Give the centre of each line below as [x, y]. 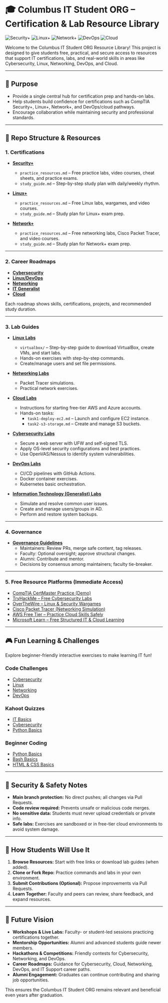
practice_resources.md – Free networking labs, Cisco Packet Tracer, [90, 233]
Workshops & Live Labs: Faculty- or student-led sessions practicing [83, 932]
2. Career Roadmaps [30, 262]
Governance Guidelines [37, 543]
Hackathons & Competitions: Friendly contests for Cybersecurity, [80, 953]
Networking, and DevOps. [39, 958]
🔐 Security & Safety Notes [46, 785]
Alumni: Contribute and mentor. [52, 559]
